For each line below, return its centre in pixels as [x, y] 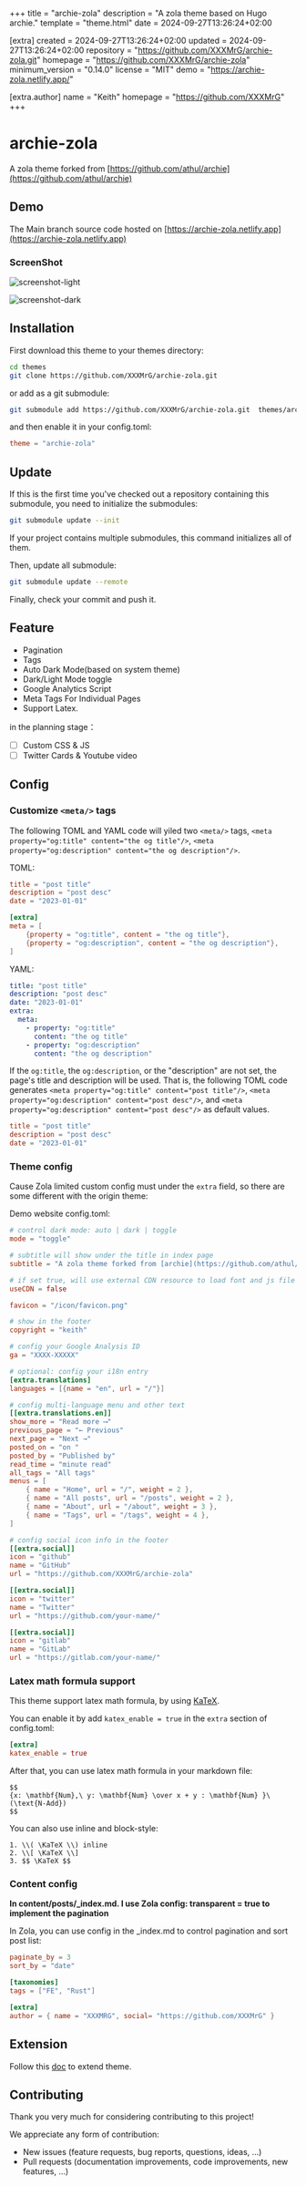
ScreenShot [36, 262]
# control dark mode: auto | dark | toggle [93, 1231]
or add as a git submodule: [60, 393]
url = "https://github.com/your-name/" [85, 1616]
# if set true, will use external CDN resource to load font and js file [153, 1280]
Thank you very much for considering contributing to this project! [132, 2117]
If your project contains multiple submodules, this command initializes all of [151, 538]
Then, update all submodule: [63, 565]
